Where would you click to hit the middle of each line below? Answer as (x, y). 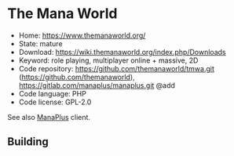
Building (28, 142)
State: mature (41, 43)
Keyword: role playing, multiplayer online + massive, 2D (108, 60)
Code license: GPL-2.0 (55, 102)
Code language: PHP (53, 93)
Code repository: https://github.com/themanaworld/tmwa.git (117, 68)
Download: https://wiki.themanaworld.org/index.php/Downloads (122, 52)
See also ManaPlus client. (49, 117)
